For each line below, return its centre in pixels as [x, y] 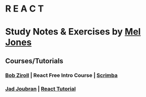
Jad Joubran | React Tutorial [41, 88]
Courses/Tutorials [34, 61]
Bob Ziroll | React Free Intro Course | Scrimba [61, 75]
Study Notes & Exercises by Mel [73, 32]
